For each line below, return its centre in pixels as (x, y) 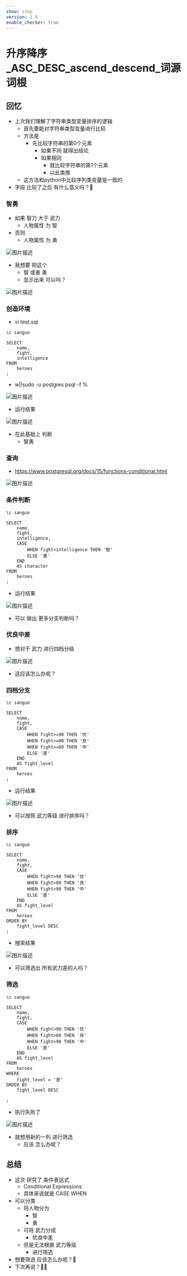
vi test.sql (26, 322)
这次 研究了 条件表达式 (42, 1180)
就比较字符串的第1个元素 (79, 166)
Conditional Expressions (52, 1186)
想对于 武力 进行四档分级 (44, 649)
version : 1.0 (22, 17)
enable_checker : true (33, 22)
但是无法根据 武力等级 (50, 1244)
